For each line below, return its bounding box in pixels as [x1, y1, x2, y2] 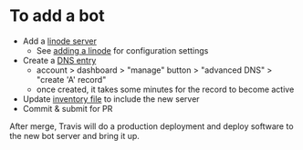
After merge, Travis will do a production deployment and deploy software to [9, 120, 294, 132]
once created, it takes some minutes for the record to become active [36, 84, 295, 95]
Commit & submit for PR [22, 103, 113, 114]
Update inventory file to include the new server [22, 93, 200, 105]
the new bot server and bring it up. [9, 130, 140, 141]
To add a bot [9, 5, 105, 26]
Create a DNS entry [22, 55, 97, 65]
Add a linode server [22, 35, 98, 46]
